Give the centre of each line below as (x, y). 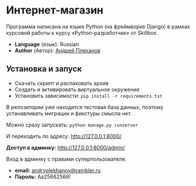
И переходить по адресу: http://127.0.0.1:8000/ (64, 136)
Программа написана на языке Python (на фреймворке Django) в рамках (98, 26)
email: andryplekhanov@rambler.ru (58, 170)
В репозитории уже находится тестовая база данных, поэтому (85, 107)
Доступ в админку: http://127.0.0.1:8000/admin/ (66, 147)
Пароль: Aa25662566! (43, 177)
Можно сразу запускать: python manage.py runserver (72, 125)
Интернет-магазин (55, 10)
